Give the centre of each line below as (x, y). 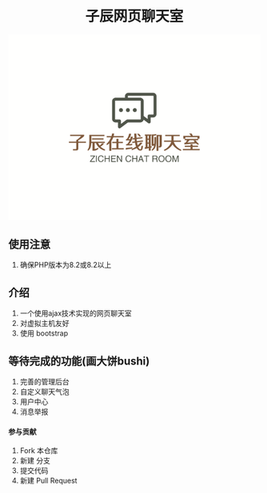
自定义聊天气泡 (44, 392)
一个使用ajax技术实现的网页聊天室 (76, 313)
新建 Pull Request (48, 481)
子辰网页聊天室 (134, 16)
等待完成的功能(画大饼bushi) (79, 361)
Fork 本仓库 (39, 451)
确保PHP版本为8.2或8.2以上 (66, 265)
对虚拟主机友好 (44, 324)
